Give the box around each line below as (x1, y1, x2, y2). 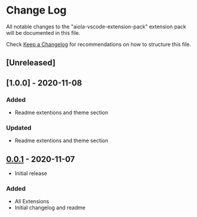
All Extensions (14, 198, 50, 205)
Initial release (14, 170, 47, 177)
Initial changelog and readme (14, 204, 86, 211)
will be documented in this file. (6, 29, 81, 36)
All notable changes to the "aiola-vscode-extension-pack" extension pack (6, 23, 187, 30)
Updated (6, 123, 31, 131)
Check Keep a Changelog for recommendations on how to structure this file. (6, 41, 192, 48)
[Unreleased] (6, 58, 56, 68)
